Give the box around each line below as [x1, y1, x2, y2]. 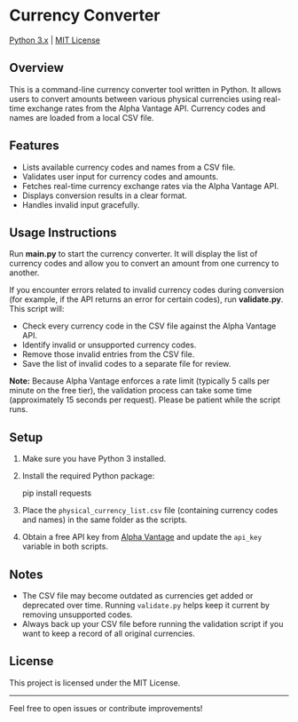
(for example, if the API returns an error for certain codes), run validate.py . [9, 294, 284, 305]
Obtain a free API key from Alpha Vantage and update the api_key [21, 532, 263, 543]
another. [9, 267, 40, 278]
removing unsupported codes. [21, 609, 133, 620]
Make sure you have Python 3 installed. [21, 454, 167, 464]
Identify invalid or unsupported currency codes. [21, 339, 197, 351]
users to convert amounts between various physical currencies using [9, 93, 262, 104]
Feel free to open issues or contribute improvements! [9, 702, 203, 713]
